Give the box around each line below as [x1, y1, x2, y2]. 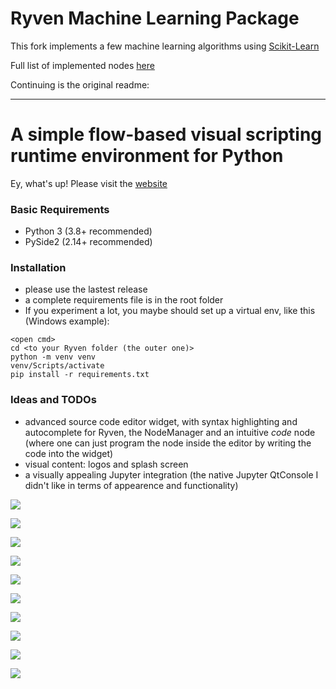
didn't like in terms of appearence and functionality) [24, 479, 239, 491]
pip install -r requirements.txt [10, 370, 150, 380]
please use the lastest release [24, 283, 148, 296]
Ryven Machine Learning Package [10, 7, 300, 30]
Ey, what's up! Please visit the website [10, 177, 168, 189]
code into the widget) [24, 447, 114, 459]
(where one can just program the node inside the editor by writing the [24, 437, 312, 449]
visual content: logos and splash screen [24, 458, 189, 470]
